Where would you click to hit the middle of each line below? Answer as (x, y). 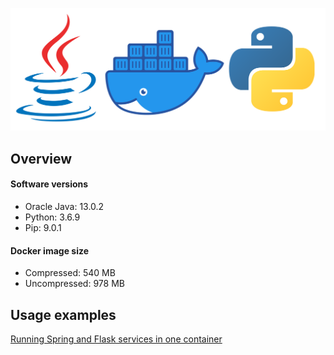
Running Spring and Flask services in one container (116, 339)
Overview (41, 158)
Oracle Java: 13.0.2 (64, 206)
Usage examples (63, 314)
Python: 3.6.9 (52, 217)
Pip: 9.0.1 (43, 227)
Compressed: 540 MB (70, 273)
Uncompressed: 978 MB (74, 284)
